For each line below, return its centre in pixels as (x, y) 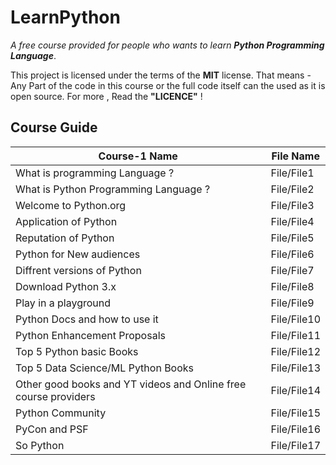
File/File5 (292, 238)
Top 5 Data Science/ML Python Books (105, 368)
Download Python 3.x (66, 286)
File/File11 (295, 335)
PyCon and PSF (52, 429)
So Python (40, 445)
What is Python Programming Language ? (113, 189)
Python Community (61, 413)
